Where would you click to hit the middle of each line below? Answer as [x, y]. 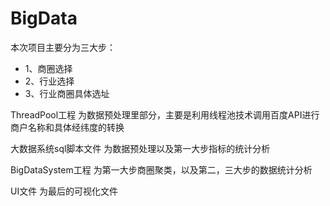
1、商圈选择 [48, 68]
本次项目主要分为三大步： [63, 47]
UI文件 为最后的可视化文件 [64, 191]
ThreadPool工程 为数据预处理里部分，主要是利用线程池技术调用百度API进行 [165, 114]
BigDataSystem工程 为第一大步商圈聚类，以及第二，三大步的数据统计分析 [161, 169]
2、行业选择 [49, 81]
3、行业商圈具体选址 [67, 93]
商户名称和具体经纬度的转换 [67, 127]
